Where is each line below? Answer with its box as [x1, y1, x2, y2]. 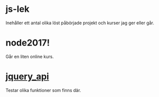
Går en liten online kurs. [5, 53, 54, 59]
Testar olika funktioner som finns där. [5, 87, 81, 93]
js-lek [5, 3, 30, 15]
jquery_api [5, 71, 49, 82]
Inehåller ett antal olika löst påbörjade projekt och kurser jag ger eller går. [5, 20, 155, 26]
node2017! [5, 37, 50, 48]
